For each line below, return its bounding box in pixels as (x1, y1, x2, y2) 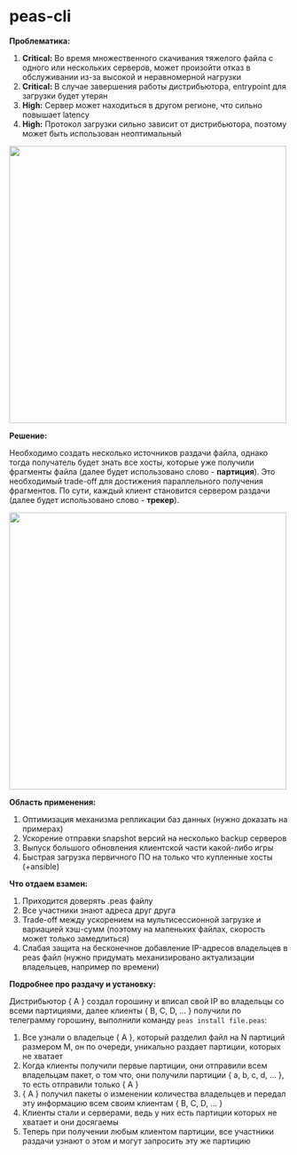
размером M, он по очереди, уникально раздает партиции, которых (21, 1041, 282, 1052)
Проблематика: (9, 35, 71, 46)
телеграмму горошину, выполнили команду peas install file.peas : (9, 1014, 268, 1025)
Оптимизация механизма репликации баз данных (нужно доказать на (21, 813, 288, 824)
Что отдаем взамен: (9, 878, 89, 889)
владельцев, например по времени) (21, 961, 160, 972)
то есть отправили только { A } (21, 1079, 139, 1089)
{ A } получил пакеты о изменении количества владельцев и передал (21, 1088, 286, 1099)
